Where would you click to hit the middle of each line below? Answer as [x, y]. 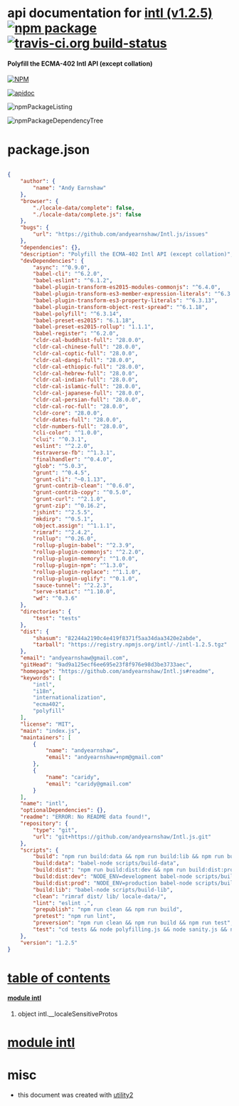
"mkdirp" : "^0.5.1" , [63, 519]
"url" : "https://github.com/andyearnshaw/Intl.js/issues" [121, 234]
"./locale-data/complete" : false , [84, 208]
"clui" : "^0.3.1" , [60, 439]
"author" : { [38, 182]
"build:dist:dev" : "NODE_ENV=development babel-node [113, 877]
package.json [49, 149]
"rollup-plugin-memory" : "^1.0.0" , [86, 559]
